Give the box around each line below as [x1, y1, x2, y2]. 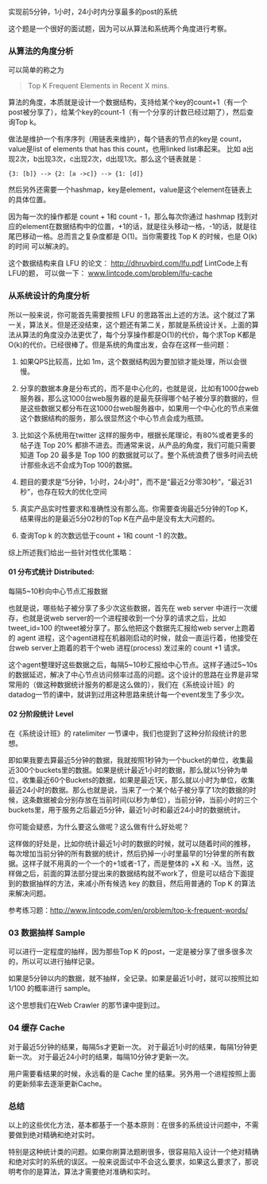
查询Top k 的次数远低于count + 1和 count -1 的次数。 [19, 530, 192, 540]
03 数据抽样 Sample [8, 927, 86, 938]
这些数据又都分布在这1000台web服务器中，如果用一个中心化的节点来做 [26, 403, 259, 413]
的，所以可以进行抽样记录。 [8, 957, 99, 966]
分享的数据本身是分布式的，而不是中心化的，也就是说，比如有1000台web [19, 383, 259, 393]
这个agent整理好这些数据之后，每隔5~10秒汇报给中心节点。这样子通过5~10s [8, 659, 258, 670]
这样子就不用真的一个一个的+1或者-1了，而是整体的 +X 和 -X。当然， [21, 859, 247, 868]
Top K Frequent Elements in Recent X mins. [27, 81, 169, 91]
